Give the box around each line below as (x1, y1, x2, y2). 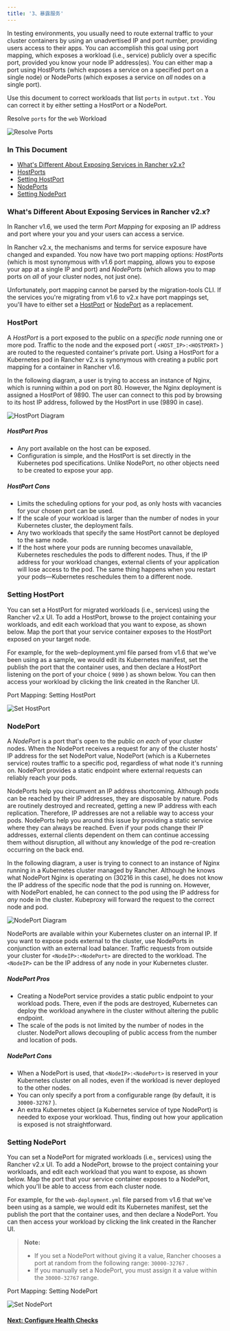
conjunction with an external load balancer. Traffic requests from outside (7, 945, 213, 953)
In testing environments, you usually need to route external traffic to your (7, 29, 214, 37)
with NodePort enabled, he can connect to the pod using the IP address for (7, 888, 220, 896)
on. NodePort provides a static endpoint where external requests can (7, 766, 203, 775)
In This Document (7, 145, 67, 154)
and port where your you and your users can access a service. (7, 230, 185, 238)
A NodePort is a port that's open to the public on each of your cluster (7, 737, 203, 745)
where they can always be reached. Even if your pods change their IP (7, 824, 204, 832)
